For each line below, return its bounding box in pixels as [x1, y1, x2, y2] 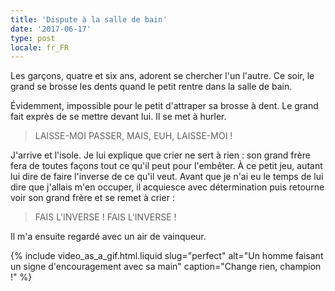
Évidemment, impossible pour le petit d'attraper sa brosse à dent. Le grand [10, 100, 319, 112]
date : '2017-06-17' [10, 24, 92, 34]
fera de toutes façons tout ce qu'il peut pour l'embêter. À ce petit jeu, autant [10, 160, 323, 172]
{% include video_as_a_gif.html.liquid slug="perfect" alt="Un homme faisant [10, 250, 324, 262]
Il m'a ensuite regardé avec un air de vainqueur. [10, 231, 207, 243]
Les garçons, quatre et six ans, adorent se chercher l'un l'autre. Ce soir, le [10, 70, 315, 82]
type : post [10, 33, 56, 43]
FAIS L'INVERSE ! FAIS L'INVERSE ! [34, 211, 177, 223]
